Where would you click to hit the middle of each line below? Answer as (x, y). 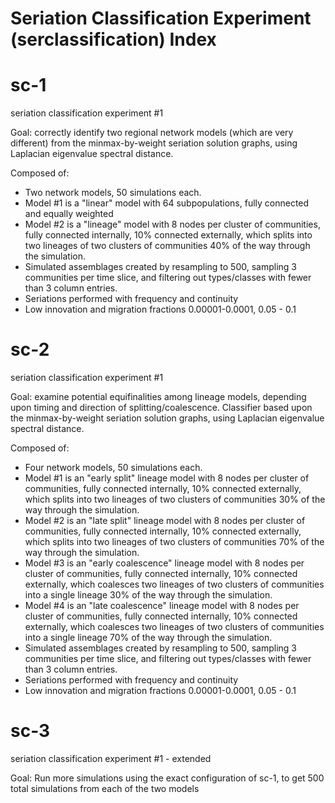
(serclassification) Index (113, 39)
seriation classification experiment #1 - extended (111, 758)
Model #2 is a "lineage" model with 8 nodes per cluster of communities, (172, 224)
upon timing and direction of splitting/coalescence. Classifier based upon (161, 408)
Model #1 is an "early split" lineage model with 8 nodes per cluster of (167, 478)
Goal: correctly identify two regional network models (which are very (152, 133)
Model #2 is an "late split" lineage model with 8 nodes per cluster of (165, 521)
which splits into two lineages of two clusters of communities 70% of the (174, 542)
